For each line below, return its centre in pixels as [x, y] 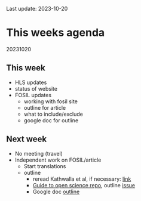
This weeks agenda [56, 33]
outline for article [45, 107]
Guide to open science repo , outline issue [84, 185]
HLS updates [31, 82]
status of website [36, 88]
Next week [27, 139]
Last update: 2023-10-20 [37, 9]
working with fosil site [50, 101]
